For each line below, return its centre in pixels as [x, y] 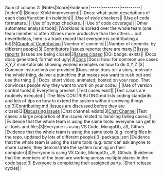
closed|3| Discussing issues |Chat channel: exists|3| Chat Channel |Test [76, 111]
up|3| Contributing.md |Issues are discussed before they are [65, 106]
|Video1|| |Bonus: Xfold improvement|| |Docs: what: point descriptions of [78, 13]
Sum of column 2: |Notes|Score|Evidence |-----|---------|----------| [73, 8]
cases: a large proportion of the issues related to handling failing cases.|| [78, 116]
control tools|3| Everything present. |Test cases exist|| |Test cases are [75, 90]
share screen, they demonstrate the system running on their [65, 147]
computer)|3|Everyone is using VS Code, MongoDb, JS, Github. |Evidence [79, 153]
